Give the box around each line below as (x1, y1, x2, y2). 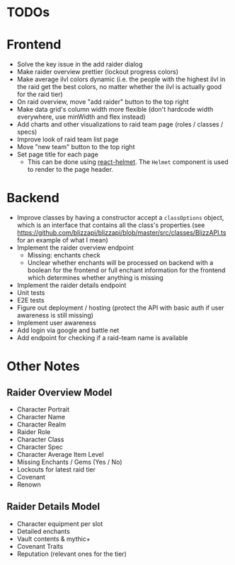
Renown (16, 480, 41, 489)
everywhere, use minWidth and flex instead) (16, 112, 146, 121)
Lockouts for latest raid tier (16, 465, 96, 474)
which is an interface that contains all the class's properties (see (16, 221, 205, 230)
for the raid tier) (16, 90, 63, 99)
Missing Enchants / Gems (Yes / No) (16, 458, 122, 467)
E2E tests (16, 296, 45, 305)
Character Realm (16, 420, 67, 429)
